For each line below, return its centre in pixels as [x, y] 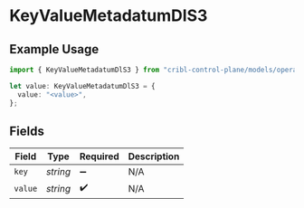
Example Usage [54, 49]
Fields [27, 131]
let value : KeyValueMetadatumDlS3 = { [82, 86]
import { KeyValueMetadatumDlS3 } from [85, 70]
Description [154, 156]
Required [99, 156]
